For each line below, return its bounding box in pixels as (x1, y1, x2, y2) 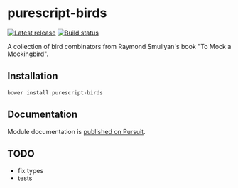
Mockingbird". (7, 50, 48, 58)
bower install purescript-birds (7, 89, 103, 96)
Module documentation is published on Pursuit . (7, 127, 146, 136)
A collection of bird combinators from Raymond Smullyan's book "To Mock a (7, 42, 232, 50)
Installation (7, 70, 58, 82)
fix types (17, 167, 44, 175)
